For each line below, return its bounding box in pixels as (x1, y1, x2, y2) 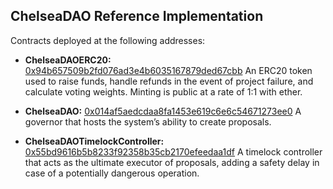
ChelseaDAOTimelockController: (24, 135, 165, 147)
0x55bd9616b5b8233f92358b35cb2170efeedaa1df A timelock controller (24, 145, 323, 158)
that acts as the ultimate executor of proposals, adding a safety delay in (24, 156, 320, 168)
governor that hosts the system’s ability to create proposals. (24, 115, 272, 128)
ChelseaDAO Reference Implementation (10, 8, 264, 25)
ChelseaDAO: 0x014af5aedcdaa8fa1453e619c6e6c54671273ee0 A (24, 105, 302, 117)
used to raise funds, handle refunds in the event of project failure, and (24, 75, 314, 87)
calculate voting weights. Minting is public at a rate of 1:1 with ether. (24, 85, 303, 98)
